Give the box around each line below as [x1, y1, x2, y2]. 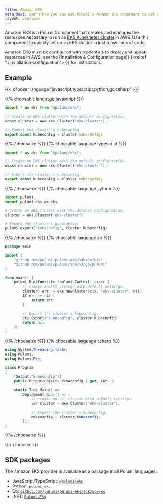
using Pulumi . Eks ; [5, 356, 42, 361]
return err [31, 297, 53, 303]
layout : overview [5, 16, 40, 21]
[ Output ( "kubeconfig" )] [14, 374, 62, 379]
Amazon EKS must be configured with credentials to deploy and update [5, 49, 148, 55]
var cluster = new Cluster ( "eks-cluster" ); [31, 401, 120, 406]
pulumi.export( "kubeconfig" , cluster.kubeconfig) [5, 226, 108, 231]
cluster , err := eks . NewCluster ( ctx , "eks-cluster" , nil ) [22, 289, 142, 294]
